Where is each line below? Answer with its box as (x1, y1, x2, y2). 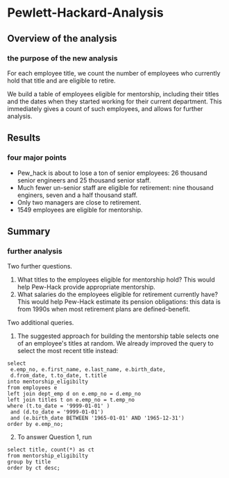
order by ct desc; (7, 465, 60, 472)
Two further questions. (7, 262, 73, 271)
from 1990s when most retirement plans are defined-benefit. (17, 305, 191, 314)
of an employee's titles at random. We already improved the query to (17, 339, 214, 348)
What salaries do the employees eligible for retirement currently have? (17, 290, 219, 299)
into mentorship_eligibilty (7, 378, 89, 386)
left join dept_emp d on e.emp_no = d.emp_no (7, 391, 141, 398)
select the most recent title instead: (17, 347, 119, 355)
